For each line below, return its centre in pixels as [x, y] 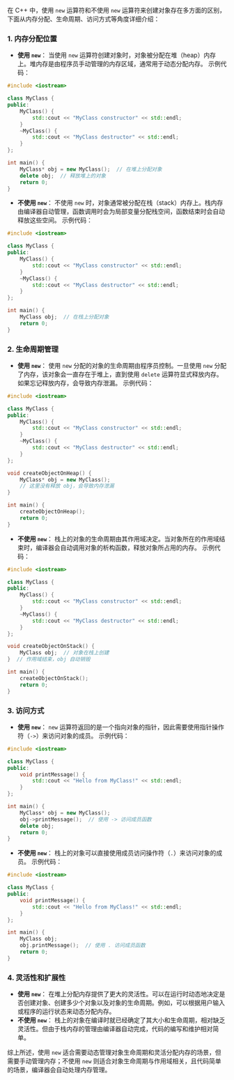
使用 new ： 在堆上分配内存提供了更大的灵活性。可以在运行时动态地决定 [118, 994]
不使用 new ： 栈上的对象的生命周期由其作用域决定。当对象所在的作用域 [118, 539]
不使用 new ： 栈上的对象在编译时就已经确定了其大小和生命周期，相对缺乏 [121, 1020]
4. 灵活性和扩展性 [37, 978]
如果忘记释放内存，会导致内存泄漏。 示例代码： [85, 383]
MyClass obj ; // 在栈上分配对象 [64, 317]
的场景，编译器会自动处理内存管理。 [59, 1070]
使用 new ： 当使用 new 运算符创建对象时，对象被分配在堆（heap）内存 [116, 55]
